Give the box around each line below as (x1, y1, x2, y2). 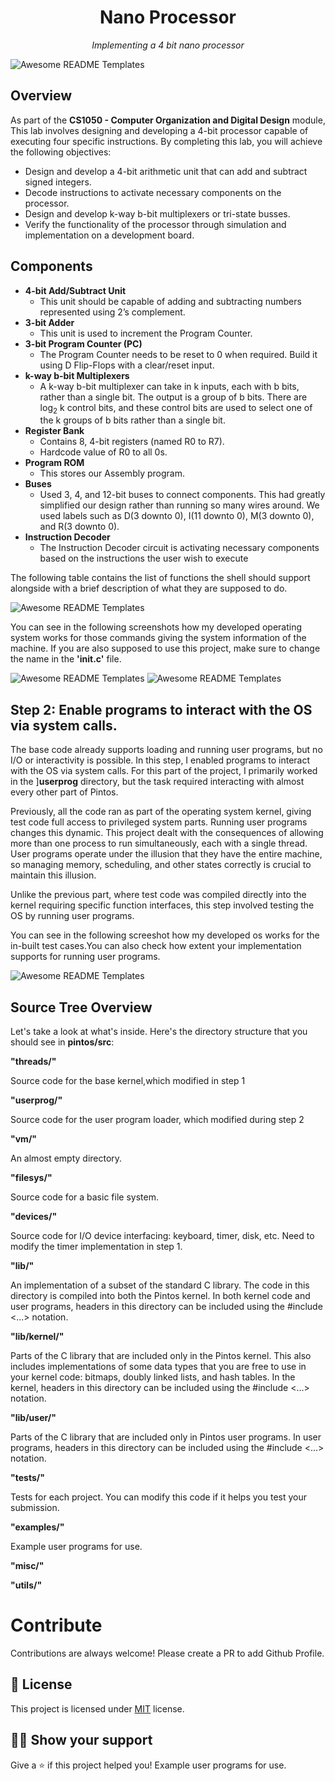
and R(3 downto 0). (39, 521, 120, 533)
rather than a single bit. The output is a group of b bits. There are (39, 391, 308, 403)
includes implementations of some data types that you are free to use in (10, 1360, 307, 1372)
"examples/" (10, 1521, 65, 1533)
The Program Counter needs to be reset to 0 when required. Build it (39, 348, 318, 360)
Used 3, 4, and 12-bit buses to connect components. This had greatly (39, 489, 326, 501)
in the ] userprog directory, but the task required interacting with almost (10, 776, 305, 788)
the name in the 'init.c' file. (10, 653, 122, 665)
